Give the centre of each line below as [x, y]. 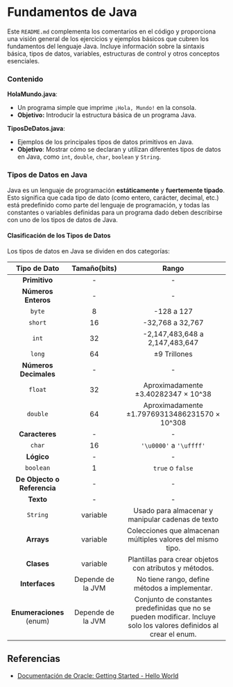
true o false [173, 468]
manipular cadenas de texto [173, 519]
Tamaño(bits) [94, 268]
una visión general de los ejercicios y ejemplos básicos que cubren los [108, 38]
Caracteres [37, 434]
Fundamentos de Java [72, 12]
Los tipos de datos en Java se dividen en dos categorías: [88, 251]
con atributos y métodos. [173, 568]
